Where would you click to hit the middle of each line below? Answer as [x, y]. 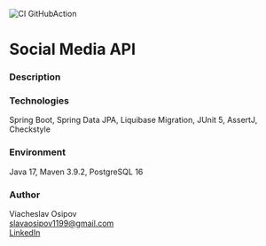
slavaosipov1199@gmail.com [62, 223]
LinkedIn [25, 233]
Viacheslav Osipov [43, 214]
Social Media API [72, 50]
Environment [38, 152]
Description [35, 77]
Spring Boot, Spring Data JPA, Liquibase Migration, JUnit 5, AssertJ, [133, 120]
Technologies [39, 101]
